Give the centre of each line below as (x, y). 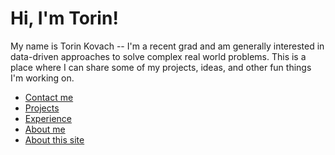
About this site (54, 139)
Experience (48, 118)
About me (45, 129)
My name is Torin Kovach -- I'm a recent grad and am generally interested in (167, 46)
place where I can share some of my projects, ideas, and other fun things (161, 67)
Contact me (49, 97)
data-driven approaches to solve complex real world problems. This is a (158, 56)
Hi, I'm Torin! (64, 18)
